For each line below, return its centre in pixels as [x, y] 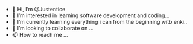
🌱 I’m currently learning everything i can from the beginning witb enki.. [100, 22]
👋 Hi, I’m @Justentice [39, 9]
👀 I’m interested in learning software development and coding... [91, 15]
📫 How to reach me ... [40, 35]
